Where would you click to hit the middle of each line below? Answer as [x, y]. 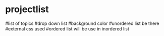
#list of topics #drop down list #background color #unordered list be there [82, 23]
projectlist [27, 9]
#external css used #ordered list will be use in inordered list [67, 28]
